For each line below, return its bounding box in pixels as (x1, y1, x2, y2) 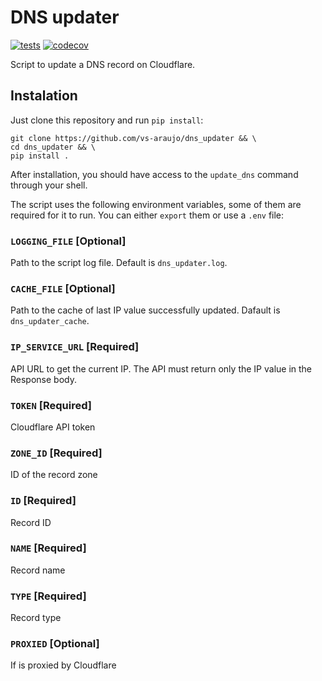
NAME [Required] (10, 541, 87, 555)
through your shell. (10, 179, 88, 191)
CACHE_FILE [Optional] (10, 281, 116, 295)
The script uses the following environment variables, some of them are (10, 198, 302, 210)
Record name (10, 564, 66, 576)
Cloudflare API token (10, 421, 96, 433)
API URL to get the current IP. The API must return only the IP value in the (10, 362, 313, 375)
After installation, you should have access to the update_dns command (10, 168, 299, 180)
